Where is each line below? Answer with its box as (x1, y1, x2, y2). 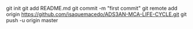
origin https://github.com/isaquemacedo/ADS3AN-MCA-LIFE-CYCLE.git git (6, 11, 187, 18)
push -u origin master (6, 17, 58, 23)
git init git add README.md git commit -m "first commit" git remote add (6, 5, 178, 11)
